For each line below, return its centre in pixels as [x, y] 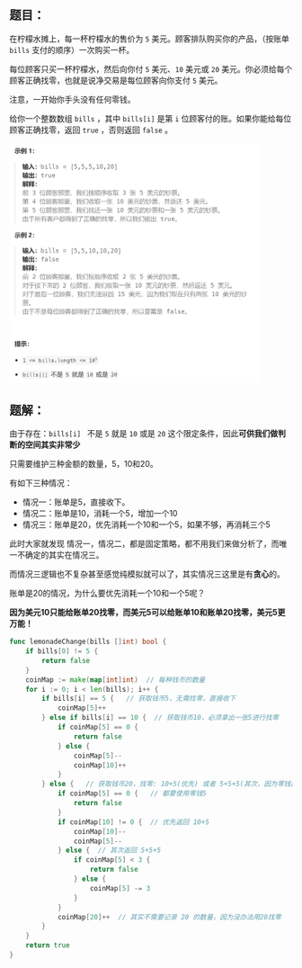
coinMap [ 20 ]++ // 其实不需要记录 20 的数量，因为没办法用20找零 [169, 917]
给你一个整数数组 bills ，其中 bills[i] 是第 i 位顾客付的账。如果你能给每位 [151, 118]
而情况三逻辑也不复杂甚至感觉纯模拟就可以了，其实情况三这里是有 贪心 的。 [147, 574]
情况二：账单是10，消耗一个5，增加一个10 [100, 514]
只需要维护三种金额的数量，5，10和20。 [84, 464]
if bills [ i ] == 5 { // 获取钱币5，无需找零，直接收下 [139, 699]
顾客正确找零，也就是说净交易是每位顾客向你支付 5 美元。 [116, 80]
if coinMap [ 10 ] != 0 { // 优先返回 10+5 [133, 822]
